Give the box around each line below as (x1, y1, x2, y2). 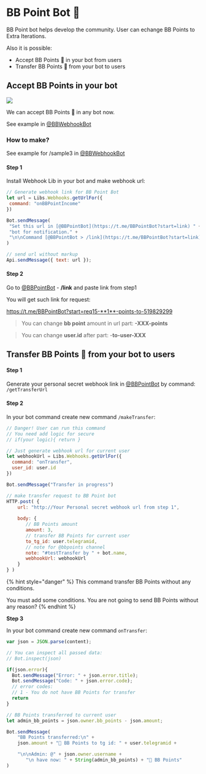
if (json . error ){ (6, 666, 48, 673)
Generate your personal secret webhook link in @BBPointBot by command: (6, 380, 196, 388)
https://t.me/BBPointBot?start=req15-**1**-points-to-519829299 (6, 308, 173, 315)
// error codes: (12, 684, 53, 690)
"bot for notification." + (9, 229, 78, 235)
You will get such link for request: (6, 296, 91, 303)
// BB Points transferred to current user (6, 712, 116, 718)
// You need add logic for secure (6, 431, 95, 437)
